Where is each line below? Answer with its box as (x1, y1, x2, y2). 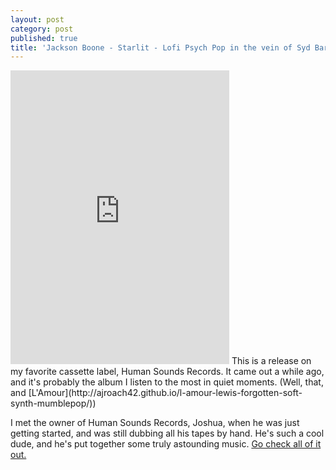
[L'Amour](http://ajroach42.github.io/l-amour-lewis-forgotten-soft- (28, 387, 303, 399)
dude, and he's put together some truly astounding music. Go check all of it (10, 438, 322, 450)
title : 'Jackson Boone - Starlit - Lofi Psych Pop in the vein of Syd (10, 42, 311, 53)
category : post (10, 24, 74, 34)
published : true (10, 33, 78, 43)
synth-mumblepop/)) (10, 397, 97, 410)
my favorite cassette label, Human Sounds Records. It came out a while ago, (10, 366, 325, 378)
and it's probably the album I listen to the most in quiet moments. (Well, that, (10, 376, 324, 388)
